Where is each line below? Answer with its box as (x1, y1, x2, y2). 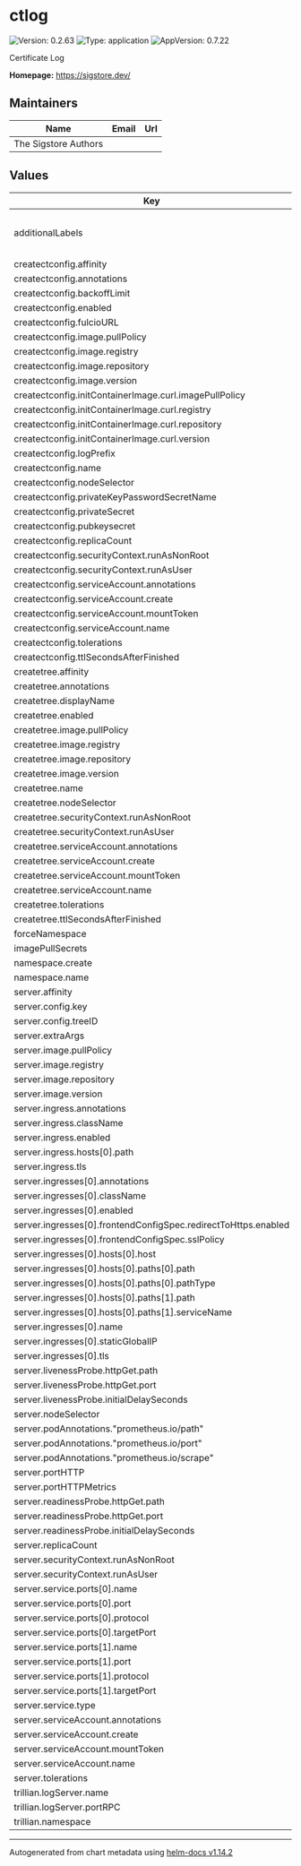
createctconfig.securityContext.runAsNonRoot (13, 548, 210, 561)
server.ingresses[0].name (13, 1320, 124, 1333)
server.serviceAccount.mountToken (13, 1742, 164, 1755)
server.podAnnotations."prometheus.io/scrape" (13, 1451, 214, 1464)
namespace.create (13, 956, 92, 968)
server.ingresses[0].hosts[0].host (13, 1247, 157, 1260)
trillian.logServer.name (13, 1786, 109, 1799)
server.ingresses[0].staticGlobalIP (13, 1335, 159, 1347)
